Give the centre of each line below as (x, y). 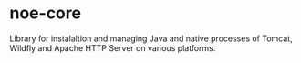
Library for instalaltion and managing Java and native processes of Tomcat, (151, 38)
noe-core (46, 13)
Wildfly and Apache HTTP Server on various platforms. (113, 47)
